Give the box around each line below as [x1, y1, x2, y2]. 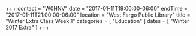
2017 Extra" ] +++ [5, 24, 50, 31]
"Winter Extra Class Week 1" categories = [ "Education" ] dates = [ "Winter [5, 18, 189, 24]
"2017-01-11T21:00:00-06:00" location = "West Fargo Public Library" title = [5, 11, 191, 18]
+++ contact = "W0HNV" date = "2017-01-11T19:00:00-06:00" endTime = [5, 5, 188, 12]
